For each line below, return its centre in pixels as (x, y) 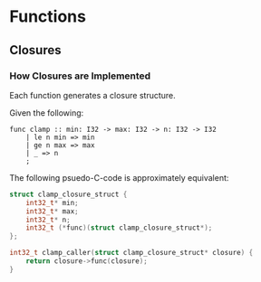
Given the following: (47, 113)
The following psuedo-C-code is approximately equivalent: (119, 177)
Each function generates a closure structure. (93, 95)
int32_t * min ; (52, 202)
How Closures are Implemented (80, 76)
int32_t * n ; (48, 220)
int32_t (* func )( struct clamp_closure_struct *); (119, 228)
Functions (48, 17)
